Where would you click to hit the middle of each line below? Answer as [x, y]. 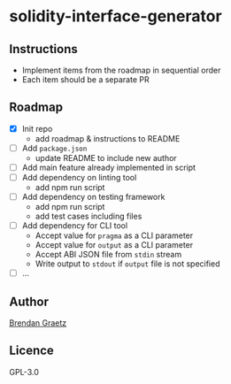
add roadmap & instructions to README [108, 138]
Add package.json [54, 148]
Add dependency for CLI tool [75, 226]
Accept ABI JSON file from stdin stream [108, 255]
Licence [32, 351]
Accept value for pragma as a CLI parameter [114, 235]
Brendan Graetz [38, 323]
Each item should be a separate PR [85, 80]
